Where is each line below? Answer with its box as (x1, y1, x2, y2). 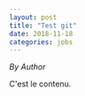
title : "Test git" (9, 21, 77, 30)
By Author (9, 62, 46, 72)
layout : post (9, 12, 58, 22)
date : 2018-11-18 (9, 29, 73, 38)
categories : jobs (9, 37, 73, 47)
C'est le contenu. (9, 78, 72, 89)
